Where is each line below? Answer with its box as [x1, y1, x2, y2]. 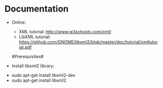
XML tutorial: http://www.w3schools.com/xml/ [18, 29, 111, 34]
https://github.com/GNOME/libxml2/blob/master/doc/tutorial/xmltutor [18, 39, 158, 44]
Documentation [4, 3, 69, 15]
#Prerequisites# [11, 53, 44, 59]
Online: [11, 19, 26, 25]
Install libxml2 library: [11, 63, 54, 69]
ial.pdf [18, 44, 32, 50]
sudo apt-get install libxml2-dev [11, 72, 76, 78]
